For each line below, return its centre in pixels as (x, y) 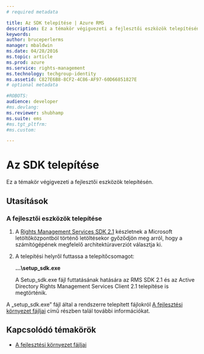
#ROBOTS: (17, 96)
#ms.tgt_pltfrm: (27, 124)
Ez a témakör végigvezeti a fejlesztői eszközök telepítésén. (80, 182)
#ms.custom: (21, 130)
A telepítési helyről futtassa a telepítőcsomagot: (75, 256)
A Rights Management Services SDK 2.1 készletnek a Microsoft (94, 231)
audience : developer (32, 102)
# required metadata (32, 12)
